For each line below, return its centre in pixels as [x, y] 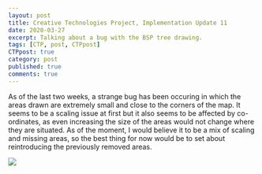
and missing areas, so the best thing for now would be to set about [117, 138]
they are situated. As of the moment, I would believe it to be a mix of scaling [131, 130]
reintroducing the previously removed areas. [80, 146]
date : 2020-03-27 [37, 30]
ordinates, [24, 121]
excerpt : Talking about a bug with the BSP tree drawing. [105, 37]
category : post [33, 60]
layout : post [30, 15]
